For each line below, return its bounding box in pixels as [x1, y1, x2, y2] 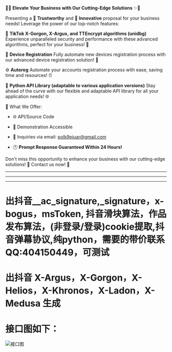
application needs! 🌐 [5, 93, 50, 100]
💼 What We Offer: [5, 104, 42, 110]
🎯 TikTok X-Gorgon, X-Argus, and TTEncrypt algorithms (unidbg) [5, 31, 147, 36]
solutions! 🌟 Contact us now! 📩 [5, 162, 70, 167]
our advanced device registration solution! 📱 [5, 57, 99, 63]
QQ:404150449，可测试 [5, 247, 110, 259]
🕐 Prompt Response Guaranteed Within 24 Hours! [12, 144, 122, 150]
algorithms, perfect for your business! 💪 [5, 42, 90, 47]
